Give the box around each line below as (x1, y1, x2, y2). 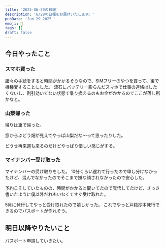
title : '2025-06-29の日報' (5, 7, 58, 12)
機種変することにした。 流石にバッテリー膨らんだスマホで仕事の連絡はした (5, 84, 158, 90)
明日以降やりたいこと (5, 224, 70, 232)
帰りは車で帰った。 (5, 122, 44, 128)
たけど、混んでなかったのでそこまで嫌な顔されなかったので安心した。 (5, 175, 147, 180)
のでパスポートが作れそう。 (13, 208, 70, 214)
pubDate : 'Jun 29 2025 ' (5, 16, 56, 21)
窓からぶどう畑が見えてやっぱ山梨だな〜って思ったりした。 (5, 132, 126, 138)
